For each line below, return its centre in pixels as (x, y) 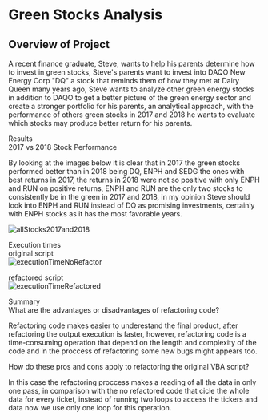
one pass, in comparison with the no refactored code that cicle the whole (129, 391)
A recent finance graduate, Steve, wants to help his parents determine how (132, 63)
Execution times (35, 245)
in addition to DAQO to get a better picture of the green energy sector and (130, 97)
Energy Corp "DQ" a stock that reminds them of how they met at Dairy (124, 81)
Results (21, 139)
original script (31, 253)
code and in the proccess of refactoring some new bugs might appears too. (133, 351)
